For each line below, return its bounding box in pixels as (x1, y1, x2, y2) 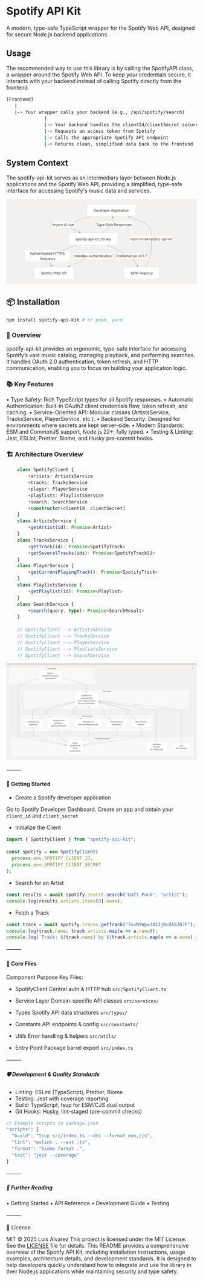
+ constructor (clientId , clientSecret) (28, 505, 126, 511)
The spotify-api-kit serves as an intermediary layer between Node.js (6, 174, 176, 181)
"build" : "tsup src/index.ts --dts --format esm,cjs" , (11, 1133, 153, 1139)
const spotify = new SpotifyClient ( (6, 849, 98, 855)
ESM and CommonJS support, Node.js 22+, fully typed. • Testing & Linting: (6, 428, 193, 435)
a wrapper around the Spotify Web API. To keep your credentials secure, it (6, 71, 192, 78)
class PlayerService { (17, 563, 74, 569)
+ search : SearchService (28, 499, 88, 505)
